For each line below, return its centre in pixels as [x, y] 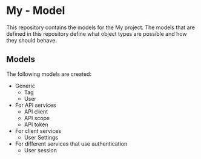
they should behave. [32, 40]
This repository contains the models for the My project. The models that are [101, 27]
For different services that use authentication [71, 144]
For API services [35, 105]
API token [36, 124]
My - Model [36, 11]
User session [41, 150]
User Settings [41, 137]
